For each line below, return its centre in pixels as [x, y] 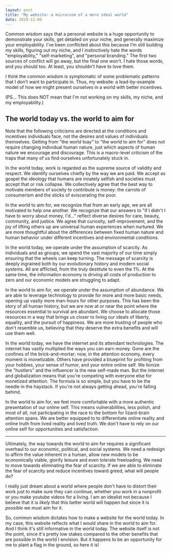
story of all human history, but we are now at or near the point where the [81, 306]
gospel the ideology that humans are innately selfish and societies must [80, 179]
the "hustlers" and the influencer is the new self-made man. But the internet [85, 370]
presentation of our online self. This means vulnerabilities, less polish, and [83, 407]
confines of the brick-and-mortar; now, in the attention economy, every [80, 354]
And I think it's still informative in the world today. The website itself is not [82, 528]
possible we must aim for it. [34, 508]
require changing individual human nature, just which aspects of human [80, 147]
